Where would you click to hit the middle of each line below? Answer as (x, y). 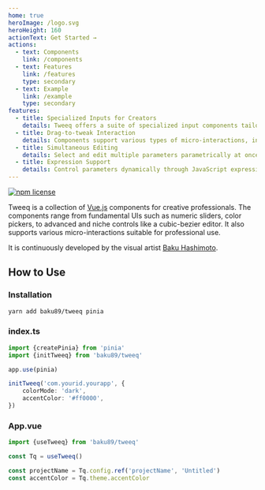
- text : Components (47, 52)
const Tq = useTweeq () (45, 457)
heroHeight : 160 (35, 30)
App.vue (25, 425)
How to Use (37, 273)
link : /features (49, 74)
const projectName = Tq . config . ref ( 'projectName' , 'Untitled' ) (114, 471)
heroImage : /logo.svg (44, 23)
